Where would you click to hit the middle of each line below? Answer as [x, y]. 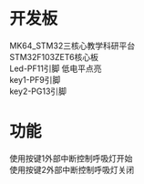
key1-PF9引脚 [35, 79]
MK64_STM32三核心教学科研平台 [72, 46]
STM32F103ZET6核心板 [54, 56]
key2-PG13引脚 [38, 91]
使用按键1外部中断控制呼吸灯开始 [71, 158]
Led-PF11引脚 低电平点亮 [56, 68]
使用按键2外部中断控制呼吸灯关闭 [72, 169]
